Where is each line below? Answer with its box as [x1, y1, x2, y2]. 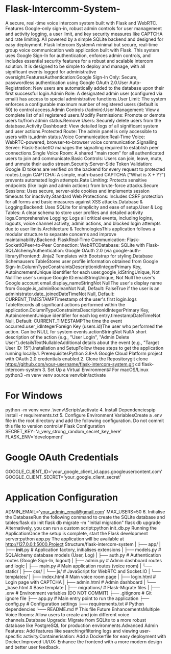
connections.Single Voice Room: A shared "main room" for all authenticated [5, 150, 164, 156]
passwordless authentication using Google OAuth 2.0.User [5, 80, 129, 86]
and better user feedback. [5, 644, 60, 650]
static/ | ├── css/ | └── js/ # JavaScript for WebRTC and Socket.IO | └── [5, 568, 161, 574]
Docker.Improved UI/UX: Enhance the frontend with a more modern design [5, 638, 162, 645]
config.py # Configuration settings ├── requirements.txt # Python [5, 600, 144, 607]
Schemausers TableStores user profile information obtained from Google [5, 258, 158, 264]
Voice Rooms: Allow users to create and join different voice [5, 611, 130, 617]
